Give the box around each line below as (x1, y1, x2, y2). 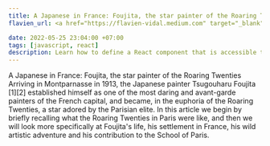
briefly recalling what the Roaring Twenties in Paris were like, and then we (8, 113, 253, 123)
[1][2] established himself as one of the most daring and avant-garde (8, 87, 236, 97)
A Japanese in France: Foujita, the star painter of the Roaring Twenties (8, 71, 242, 80)
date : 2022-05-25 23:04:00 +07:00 (8, 34, 125, 42)
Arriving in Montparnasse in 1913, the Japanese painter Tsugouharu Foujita (8, 79, 256, 89)
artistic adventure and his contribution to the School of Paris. (8, 130, 210, 140)
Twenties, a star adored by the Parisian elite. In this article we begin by (8, 105, 243, 115)
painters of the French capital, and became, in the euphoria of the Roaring (8, 96, 254, 106)
